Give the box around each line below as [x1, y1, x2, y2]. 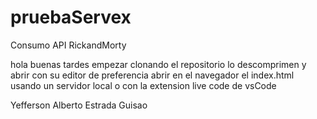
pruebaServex [10, 6, 132, 29]
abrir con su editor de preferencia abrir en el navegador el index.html [10, 69, 295, 81]
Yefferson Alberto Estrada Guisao [10, 99, 148, 111]
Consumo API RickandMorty [10, 39, 127, 51]
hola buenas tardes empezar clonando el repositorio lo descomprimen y [10, 58, 307, 70]
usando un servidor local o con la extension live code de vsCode [10, 79, 277, 91]
